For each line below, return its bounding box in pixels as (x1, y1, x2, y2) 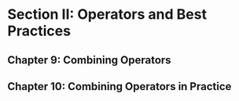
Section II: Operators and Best (7, 5, 208, 23)
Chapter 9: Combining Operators (7, 53, 171, 67)
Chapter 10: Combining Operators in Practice (7, 80, 232, 93)
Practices (7, 22, 72, 40)
